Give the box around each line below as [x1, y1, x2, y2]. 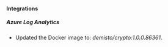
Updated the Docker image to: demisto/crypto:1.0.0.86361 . [15, 34, 163, 41]
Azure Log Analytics [6, 19, 60, 26]
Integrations [6, 5, 38, 12]
